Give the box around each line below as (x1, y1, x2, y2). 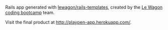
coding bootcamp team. (5, 9, 55, 15)
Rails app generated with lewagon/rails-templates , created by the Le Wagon (5, 4, 162, 10)
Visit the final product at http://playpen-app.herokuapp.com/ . (5, 19, 132, 25)
